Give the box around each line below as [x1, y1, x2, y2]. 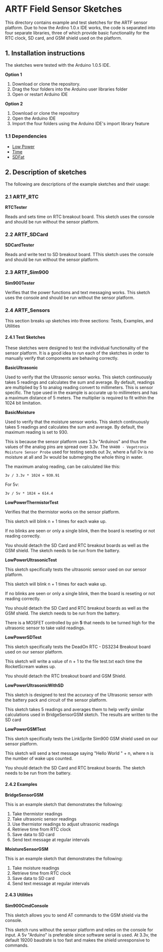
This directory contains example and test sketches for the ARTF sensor [5, 19, 147, 25]
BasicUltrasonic [5, 365, 38, 371]
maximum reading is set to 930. [5, 429, 69, 435]
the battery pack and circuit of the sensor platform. [5, 697, 108, 703]
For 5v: [5, 482, 19, 487]
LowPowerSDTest [5, 635, 42, 640]
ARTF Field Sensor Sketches [5, 3, 122, 15]
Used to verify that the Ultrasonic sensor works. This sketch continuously [5, 374, 152, 380]
